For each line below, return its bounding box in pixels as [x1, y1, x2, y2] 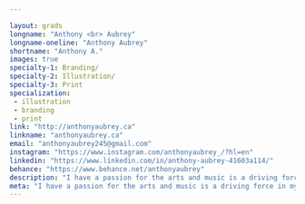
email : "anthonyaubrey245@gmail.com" [9, 140, 152, 149]
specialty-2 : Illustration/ [9, 72, 116, 82]
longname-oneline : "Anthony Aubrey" [9, 38, 148, 47]
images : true [9, 55, 59, 64]
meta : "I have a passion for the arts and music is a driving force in [9, 181, 286, 190]
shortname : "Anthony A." [9, 46, 103, 55]
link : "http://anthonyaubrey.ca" [9, 122, 136, 131]
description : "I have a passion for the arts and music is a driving [9, 173, 279, 182]
